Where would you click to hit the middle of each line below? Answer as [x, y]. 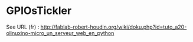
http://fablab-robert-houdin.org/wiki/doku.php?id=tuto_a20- [114, 27]
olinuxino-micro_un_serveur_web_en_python [60, 33]
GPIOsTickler [39, 11]
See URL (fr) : [23, 27]
